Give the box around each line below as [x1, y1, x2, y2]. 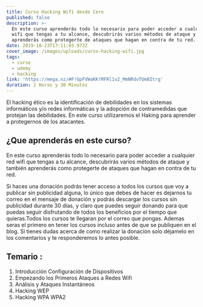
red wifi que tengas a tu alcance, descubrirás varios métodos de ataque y [6, 158, 190, 165]
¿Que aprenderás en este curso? [6, 136, 132, 146]
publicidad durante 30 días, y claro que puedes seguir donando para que [6, 202, 188, 209]
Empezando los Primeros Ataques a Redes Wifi [14, 274, 132, 282]
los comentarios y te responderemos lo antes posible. [6, 234, 140, 241]
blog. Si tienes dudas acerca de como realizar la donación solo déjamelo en [6, 228, 195, 235]
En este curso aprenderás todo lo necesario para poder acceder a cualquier [6, 151, 195, 159]
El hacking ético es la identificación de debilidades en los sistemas [6, 99, 172, 106]
